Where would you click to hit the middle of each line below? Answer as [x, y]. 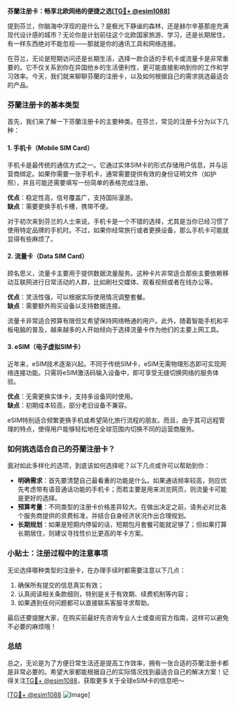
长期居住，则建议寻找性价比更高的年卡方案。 [82, 534]
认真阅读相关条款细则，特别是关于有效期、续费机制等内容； [104, 593]
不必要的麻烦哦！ [32, 626]
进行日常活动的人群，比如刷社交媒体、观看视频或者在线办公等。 [124, 282]
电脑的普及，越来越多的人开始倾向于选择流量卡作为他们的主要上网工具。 [118, 329]
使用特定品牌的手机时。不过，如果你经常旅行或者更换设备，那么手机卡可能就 [118, 230]
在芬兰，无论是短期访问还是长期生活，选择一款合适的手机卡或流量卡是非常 [115, 58]
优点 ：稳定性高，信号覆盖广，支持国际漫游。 [72, 197]
